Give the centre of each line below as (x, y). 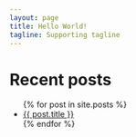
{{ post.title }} (48, 114)
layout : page (34, 18)
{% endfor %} (49, 124)
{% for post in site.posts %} (75, 104)
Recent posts (61, 79)
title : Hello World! (49, 26)
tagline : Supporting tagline (65, 34)
